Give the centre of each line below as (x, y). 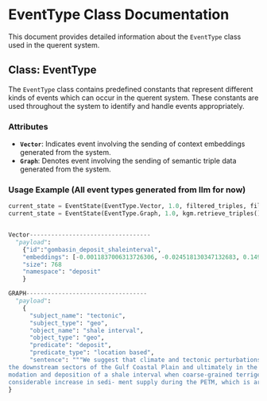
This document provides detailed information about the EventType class (125, 37)
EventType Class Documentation (119, 15)
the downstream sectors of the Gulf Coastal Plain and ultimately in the (133, 367)
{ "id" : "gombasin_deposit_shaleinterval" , (92, 249)
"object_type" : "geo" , (67, 338)
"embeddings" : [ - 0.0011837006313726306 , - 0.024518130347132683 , (131, 257)
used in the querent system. (54, 44)
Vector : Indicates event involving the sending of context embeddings (132, 144)
